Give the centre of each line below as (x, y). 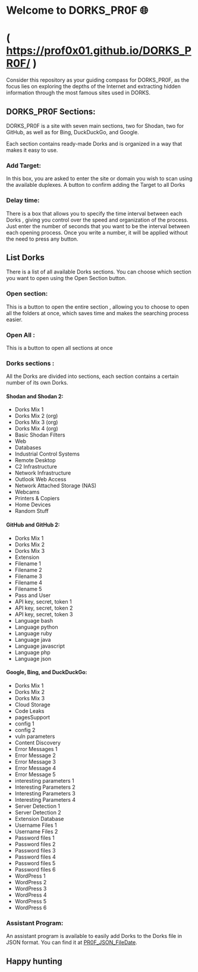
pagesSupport (32, 717)
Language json (33, 659)
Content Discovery (38, 742)
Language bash (34, 620)
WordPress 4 (31, 895)
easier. (14, 319)
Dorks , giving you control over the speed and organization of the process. (97, 220)
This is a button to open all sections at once (59, 347)
